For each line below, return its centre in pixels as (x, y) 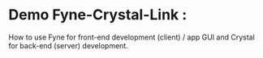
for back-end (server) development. (68, 45)
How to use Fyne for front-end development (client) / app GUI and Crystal (132, 37)
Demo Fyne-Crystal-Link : (98, 15)
